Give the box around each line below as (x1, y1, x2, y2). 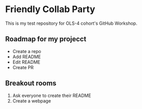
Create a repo (12, 48, 41, 54)
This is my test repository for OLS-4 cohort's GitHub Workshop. (5, 20, 137, 26)
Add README (12, 53, 41, 60)
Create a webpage (12, 97, 51, 104)
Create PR (12, 64, 34, 70)
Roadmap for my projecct (5, 35, 87, 43)
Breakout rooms (5, 79, 56, 88)
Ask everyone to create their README (12, 92, 92, 98)
